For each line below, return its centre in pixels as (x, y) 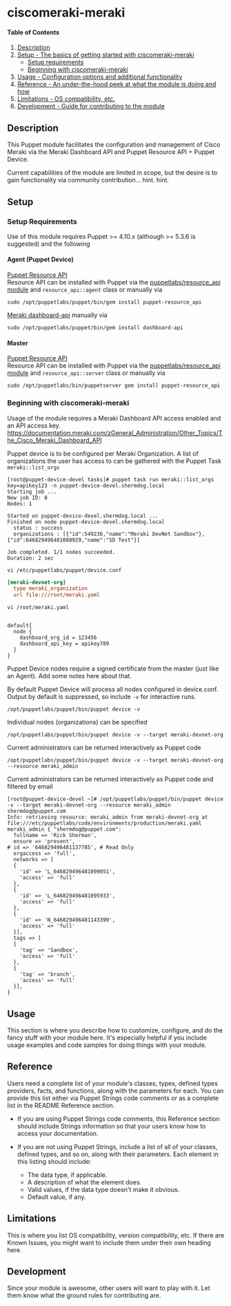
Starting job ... (32, 492)
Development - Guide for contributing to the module (91, 106)
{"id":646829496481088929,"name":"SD (61, 540)
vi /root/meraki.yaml (38, 608)
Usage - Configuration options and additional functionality (100, 77)
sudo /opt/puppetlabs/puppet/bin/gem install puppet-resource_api (104, 303)
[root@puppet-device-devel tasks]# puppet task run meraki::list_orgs (111, 479)
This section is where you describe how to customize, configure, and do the (115, 1030)
